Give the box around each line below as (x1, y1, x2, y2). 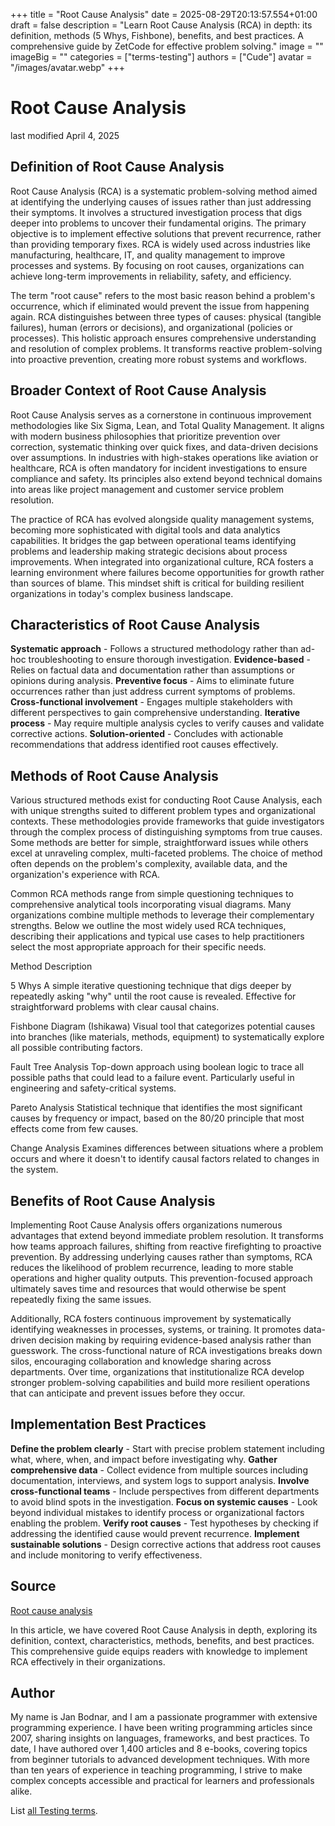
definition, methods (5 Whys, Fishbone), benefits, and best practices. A (10, 30, 304, 41)
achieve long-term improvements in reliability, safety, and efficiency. (10, 270, 292, 282)
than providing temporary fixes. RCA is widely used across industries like (10, 238, 311, 250)
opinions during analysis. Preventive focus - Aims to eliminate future (10, 675, 295, 687)
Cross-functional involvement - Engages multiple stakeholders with (10, 696, 293, 708)
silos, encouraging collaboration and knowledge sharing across (10, 1355, 272, 1367)
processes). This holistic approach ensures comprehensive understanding (10, 332, 317, 344)
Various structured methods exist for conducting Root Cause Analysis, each (10, 794, 323, 806)
